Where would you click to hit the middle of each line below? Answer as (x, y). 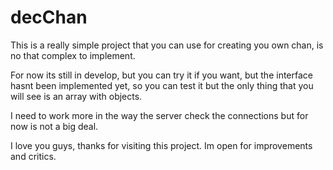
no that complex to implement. (73, 55)
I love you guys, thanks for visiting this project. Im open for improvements (161, 145)
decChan (49, 17)
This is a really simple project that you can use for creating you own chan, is (167, 45)
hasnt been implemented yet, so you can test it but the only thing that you (162, 85)
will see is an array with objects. (76, 96)
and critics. (33, 156)
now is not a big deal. (54, 126)
